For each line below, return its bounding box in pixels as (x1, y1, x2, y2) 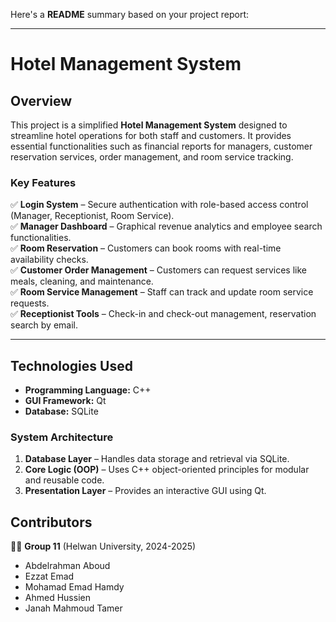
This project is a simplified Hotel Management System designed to (10, 119, 288, 131)
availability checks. (10, 254, 89, 266)
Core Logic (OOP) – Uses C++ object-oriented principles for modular (24, 464, 310, 476)
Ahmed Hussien (24, 592, 91, 604)
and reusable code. (24, 474, 105, 486)
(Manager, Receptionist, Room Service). (10, 210, 175, 222)
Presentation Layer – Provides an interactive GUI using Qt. (24, 485, 267, 497)
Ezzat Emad (24, 570, 75, 583)
